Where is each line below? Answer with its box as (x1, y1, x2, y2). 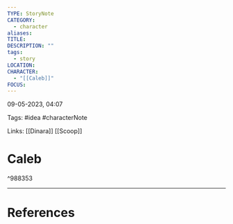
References (7, 205, 75, 221)
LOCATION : (7, 62, 36, 69)
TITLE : (7, 36, 26, 43)
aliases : (7, 29, 33, 37)
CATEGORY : (7, 17, 36, 24)
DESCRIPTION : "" (7, 42, 54, 49)
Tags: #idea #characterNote (7, 114, 88, 122)
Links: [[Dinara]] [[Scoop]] (7, 127, 83, 135)
